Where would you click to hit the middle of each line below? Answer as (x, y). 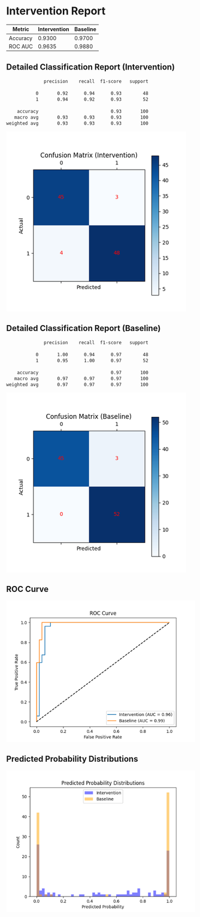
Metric (21, 29)
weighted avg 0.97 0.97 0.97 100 (77, 385)
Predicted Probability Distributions (72, 759)
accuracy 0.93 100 (83, 112)
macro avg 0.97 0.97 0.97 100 (81, 379)
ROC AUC (21, 46)
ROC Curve (28, 589)
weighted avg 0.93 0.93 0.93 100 (77, 124)
